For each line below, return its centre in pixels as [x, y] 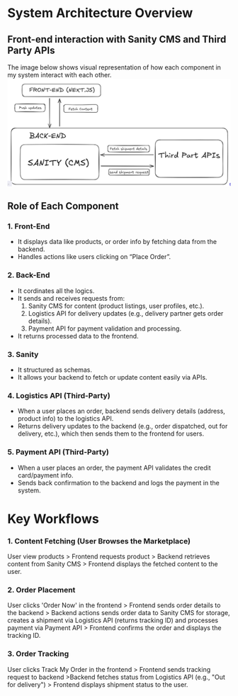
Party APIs [31, 50]
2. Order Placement [41, 590]
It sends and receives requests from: [71, 298]
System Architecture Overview [100, 13]
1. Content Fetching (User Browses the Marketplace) [99, 541]
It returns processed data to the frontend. [78, 336]
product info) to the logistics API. [66, 419]
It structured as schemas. [55, 370]
